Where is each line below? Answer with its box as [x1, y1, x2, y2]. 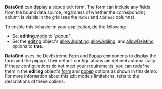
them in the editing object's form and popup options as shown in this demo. [5, 68, 157, 74]
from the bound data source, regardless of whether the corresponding [5, 9, 146, 15]
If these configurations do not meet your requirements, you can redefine [5, 63, 150, 69]
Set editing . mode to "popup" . [12, 33, 72, 39]
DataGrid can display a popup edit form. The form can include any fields [5, 4, 151, 10]
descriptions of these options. [5, 78, 65, 84]
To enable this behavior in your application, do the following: [5, 24, 126, 30]
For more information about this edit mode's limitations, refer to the [5, 74, 140, 79]
